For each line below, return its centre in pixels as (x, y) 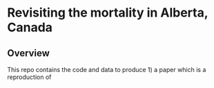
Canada (30, 27)
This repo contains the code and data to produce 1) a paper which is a (107, 70)
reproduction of (29, 77)
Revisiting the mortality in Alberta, (108, 13)
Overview (29, 53)
